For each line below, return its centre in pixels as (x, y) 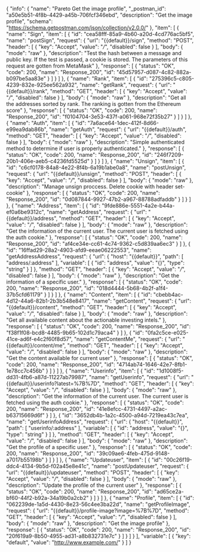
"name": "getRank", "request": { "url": (126, 85)
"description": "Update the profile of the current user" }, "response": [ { (94, 485)
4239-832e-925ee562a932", (42, 85)
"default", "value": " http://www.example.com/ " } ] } (69, 542)
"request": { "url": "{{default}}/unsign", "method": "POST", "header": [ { (94, 174)
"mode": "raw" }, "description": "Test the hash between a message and (94, 53)
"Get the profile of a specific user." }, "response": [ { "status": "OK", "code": (99, 447)
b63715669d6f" (25, 415)
